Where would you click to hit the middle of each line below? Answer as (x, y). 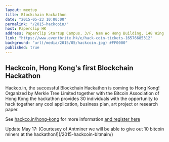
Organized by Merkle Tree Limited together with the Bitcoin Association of (82, 93)
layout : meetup (21, 10)
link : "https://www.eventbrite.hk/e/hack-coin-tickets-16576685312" (79, 38)
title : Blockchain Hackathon (36, 15)
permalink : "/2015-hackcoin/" (37, 24)
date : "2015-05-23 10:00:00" (36, 19)
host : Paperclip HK (26, 29)
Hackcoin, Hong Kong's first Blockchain (69, 68)
